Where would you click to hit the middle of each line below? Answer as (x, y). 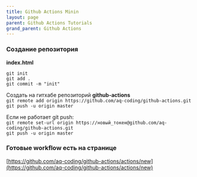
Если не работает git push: (40, 117)
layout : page (22, 17)
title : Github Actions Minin (43, 12)
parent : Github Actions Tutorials (49, 23)
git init (17, 73)
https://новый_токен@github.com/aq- (122, 123)
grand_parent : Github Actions (44, 28)
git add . (19, 78)
